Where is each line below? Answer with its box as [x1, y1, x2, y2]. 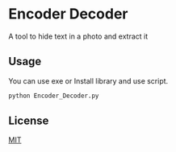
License [8, 114, 49, 128]
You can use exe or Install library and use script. [8, 76, 169, 85]
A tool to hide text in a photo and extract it [8, 31, 149, 41]
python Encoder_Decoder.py [8, 92, 99, 100]
